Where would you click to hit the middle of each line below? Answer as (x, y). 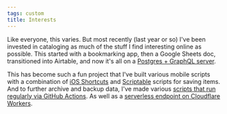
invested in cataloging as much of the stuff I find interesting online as (104, 46)
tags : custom (26, 13)
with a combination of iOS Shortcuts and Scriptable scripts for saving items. (114, 81)
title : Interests (32, 20)
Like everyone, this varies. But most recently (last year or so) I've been (107, 39)
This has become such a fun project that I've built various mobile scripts (109, 74)
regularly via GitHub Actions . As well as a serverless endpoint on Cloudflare (114, 96)
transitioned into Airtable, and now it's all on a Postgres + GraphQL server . (112, 61)
